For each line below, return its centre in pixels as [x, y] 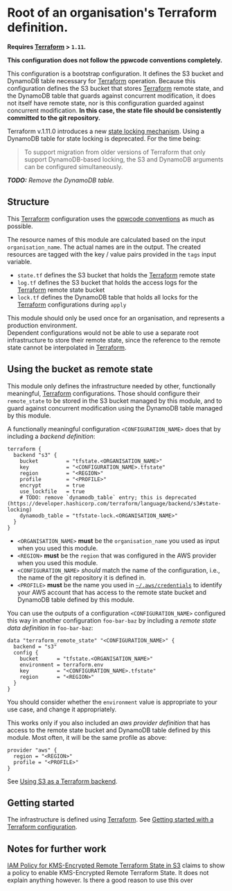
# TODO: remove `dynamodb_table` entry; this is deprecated [108, 497]
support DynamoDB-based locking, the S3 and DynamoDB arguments [124, 159]
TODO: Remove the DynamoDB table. [61, 180]
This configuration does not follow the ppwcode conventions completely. [115, 60]
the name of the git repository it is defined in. [81, 578]
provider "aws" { [32, 750]
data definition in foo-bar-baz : [50, 628]
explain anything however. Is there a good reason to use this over [100, 880]
